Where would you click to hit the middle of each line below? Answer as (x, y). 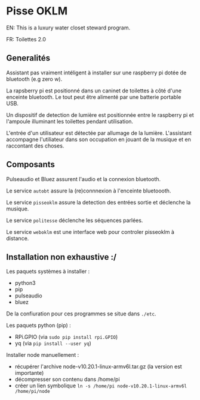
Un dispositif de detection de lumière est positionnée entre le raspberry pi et (100, 115)
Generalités (28, 58)
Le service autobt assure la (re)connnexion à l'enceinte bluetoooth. (89, 191)
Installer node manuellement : (43, 355)
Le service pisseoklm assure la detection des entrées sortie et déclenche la (99, 202)
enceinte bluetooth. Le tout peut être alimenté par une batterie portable (94, 97)
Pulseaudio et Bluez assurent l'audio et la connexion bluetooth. (84, 179)
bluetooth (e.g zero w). (34, 79)
